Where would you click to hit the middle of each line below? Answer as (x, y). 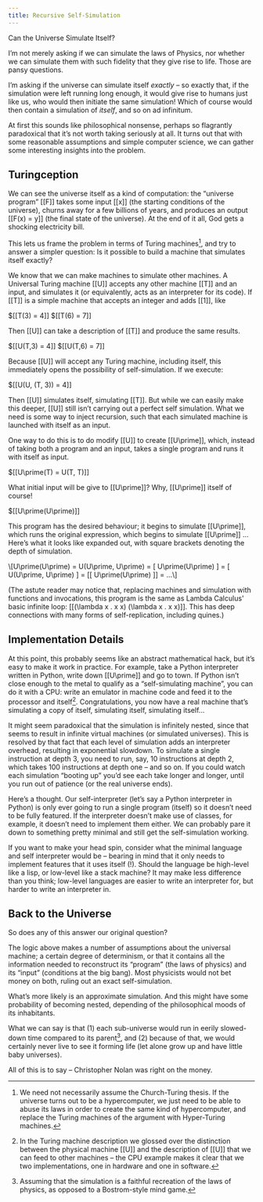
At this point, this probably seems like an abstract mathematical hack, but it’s (131, 658)
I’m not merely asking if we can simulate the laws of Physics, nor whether (126, 53)
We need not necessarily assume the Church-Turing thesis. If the (124, 1093)
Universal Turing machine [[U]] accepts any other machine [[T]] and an (122, 284)
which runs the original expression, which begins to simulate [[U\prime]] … (128, 535)
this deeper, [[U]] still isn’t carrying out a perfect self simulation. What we (126, 408)
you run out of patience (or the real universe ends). (90, 784)
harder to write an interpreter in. (59, 889)
